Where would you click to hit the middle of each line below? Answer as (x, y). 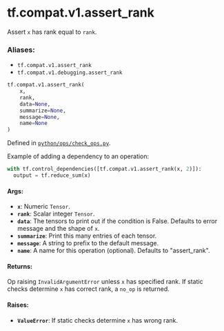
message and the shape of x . (58, 229)
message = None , (40, 117)
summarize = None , (43, 111)
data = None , (35, 104)
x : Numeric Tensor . (43, 207)
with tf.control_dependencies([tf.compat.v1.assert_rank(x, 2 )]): (104, 169)
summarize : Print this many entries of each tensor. (87, 236)
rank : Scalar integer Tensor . (56, 214)
